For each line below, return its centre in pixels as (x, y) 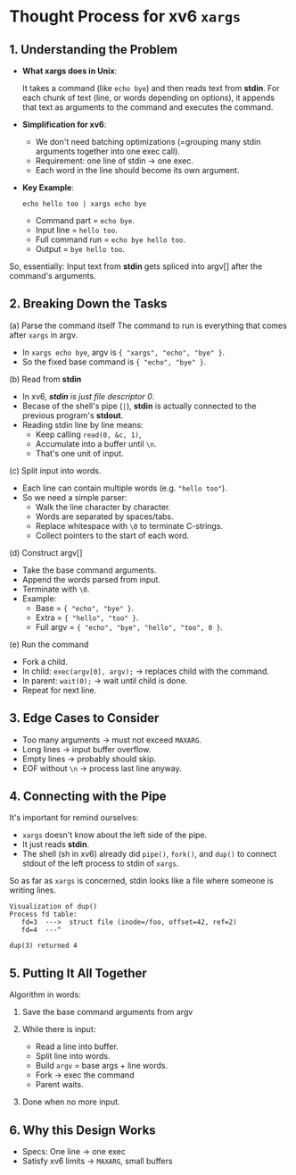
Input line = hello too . (76, 230)
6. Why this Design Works (82, 1130)
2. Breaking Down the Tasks (88, 304)
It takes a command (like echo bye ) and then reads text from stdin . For (151, 88)
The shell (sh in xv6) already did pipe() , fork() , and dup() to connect (149, 854)
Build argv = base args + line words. (101, 1066)
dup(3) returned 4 (43, 946)
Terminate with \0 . (56, 589)
